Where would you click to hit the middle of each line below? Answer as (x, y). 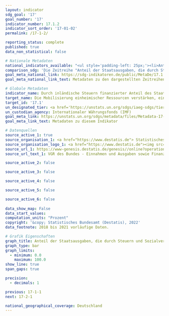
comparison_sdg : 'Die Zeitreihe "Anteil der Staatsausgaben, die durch (82, 70)
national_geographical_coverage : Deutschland (54, 306)
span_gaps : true (22, 269)
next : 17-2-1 (19, 297)
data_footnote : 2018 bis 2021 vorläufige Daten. (57, 227)
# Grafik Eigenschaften (30, 236)
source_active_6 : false (30, 199)
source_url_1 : (20, 149)
